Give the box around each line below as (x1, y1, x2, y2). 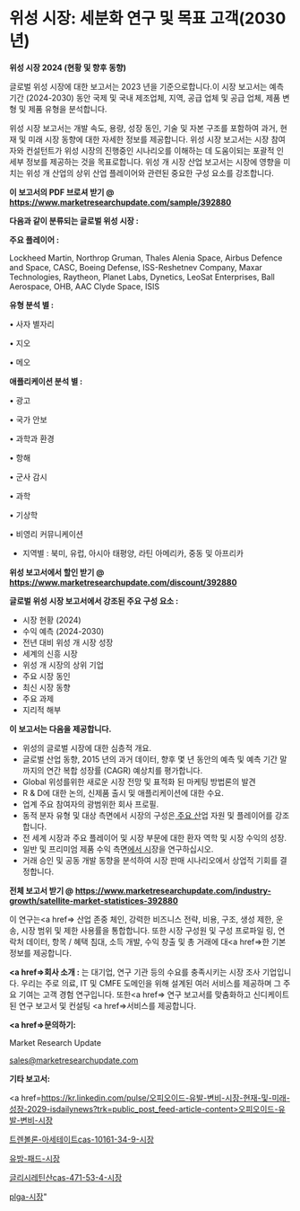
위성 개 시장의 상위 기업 (21, 659, 105, 670)
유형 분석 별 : (9, 299, 55, 310)
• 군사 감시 (9, 471, 47, 482)
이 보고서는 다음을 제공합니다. (9, 723, 112, 734)
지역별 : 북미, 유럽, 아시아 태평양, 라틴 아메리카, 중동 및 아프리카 (21, 547, 244, 558)
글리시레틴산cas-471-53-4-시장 (9, 1171, 123, 1182)
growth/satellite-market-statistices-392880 (9, 895, 179, 906)
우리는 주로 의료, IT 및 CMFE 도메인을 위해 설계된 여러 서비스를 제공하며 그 (21, 977, 282, 988)
